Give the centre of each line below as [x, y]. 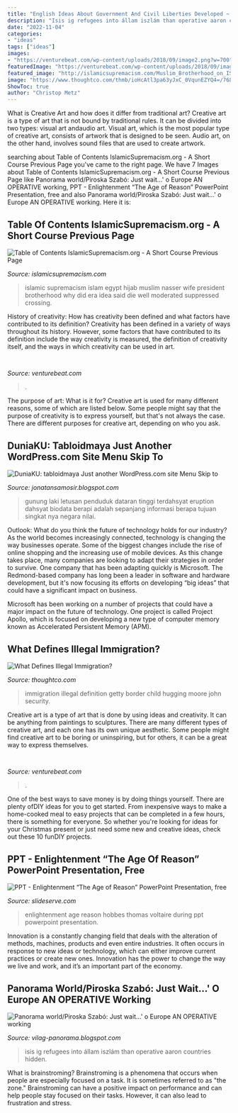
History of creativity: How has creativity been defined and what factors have [119, 316]
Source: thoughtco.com [42, 679]
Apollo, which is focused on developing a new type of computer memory [113, 619]
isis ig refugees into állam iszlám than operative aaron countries [118, 1051]
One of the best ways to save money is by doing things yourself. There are [116, 799]
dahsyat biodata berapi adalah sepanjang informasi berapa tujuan [120, 509]
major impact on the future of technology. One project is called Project [110, 612]
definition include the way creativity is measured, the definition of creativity [118, 339]
